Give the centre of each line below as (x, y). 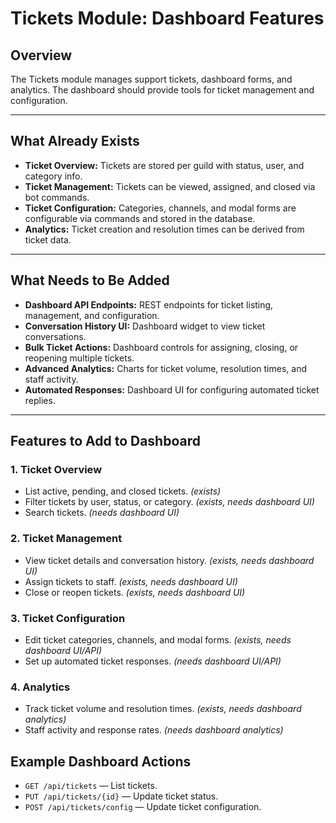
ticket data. (48, 239)
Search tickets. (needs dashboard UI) (102, 513)
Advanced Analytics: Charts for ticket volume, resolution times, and (165, 368)
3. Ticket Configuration (68, 618)
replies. (40, 400)
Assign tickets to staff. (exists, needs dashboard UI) (131, 581)
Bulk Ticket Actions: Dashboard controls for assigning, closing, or (161, 347)
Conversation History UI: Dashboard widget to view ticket (145, 326)
